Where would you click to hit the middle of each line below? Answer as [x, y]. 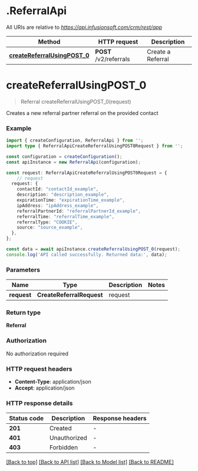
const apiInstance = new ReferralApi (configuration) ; [74, 162]
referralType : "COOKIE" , [47, 222]
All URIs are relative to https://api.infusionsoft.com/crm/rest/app [84, 27]
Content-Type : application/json [53, 381]
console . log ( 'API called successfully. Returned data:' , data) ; [87, 255]
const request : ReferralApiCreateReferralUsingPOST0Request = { [87, 173]
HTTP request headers [39, 368]
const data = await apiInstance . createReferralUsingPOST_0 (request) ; [93, 249]
